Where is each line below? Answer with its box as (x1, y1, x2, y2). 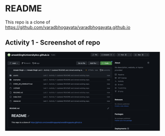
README (5, 3, 42, 14)
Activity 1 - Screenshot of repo (5, 39, 101, 47)
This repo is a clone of (5, 19, 51, 25)
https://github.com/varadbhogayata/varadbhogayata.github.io (5, 24, 131, 30)
